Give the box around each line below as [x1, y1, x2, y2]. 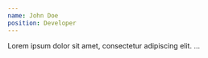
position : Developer [7, 19, 77, 27]
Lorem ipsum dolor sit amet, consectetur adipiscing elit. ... [7, 41, 201, 50]
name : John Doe [7, 11, 59, 20]
